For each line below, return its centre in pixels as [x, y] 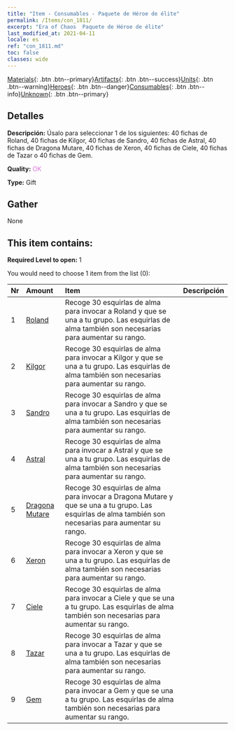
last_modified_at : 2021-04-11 [51, 33]
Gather [23, 204]
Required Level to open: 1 [44, 260]
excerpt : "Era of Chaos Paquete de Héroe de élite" [86, 27]
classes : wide [28, 59]
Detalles [26, 116]
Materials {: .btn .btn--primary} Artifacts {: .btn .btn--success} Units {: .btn [110, 79]
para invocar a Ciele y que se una [120, 598]
